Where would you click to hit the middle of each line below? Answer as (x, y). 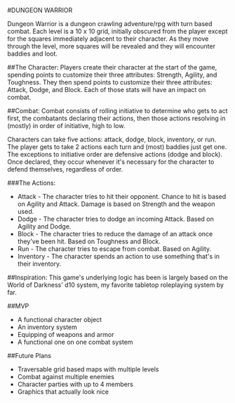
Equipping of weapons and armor (66, 334)
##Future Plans (29, 356)
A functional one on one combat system (75, 342)
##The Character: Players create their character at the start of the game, (112, 67)
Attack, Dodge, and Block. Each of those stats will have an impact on (107, 90)
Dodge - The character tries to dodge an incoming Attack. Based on (115, 219)
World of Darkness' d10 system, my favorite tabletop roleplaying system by (116, 285)
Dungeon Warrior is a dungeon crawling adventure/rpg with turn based (110, 24)
